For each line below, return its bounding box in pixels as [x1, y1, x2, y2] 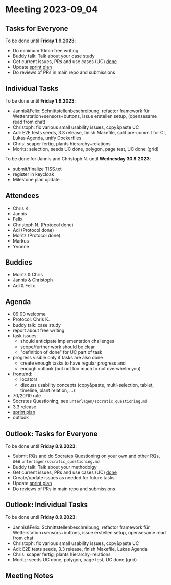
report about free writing [12, 327, 65, 334]
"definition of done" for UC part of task [20, 349, 103, 355]
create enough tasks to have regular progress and [20, 360, 126, 366]
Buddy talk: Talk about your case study [12, 53, 95, 59]
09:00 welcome [12, 311, 46, 317]
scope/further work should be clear [20, 344, 95, 350]
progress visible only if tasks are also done [12, 355, 103, 361]
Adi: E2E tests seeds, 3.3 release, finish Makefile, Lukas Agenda [12, 546, 148, 552]
